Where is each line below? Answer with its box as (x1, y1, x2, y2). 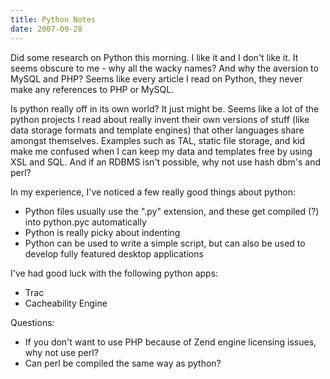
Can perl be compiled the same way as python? (24, 357, 222, 369)
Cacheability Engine (24, 297, 108, 309)
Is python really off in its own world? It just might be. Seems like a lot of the (10, 102, 320, 115)
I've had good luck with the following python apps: (10, 267, 219, 279)
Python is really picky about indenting (24, 226, 181, 238)
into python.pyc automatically (24, 216, 147, 228)
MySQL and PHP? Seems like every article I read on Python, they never (10, 72, 303, 85)
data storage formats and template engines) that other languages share (10, 124, 305, 136)
